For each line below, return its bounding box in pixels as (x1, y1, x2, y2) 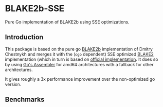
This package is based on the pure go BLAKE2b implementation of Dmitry (5, 46, 153, 52)
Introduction (5, 33, 44, 41)
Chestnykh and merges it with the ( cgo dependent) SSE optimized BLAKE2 (5, 51, 154, 57)
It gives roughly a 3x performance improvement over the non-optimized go (5, 76, 155, 82)
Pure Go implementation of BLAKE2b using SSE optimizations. (5, 19, 130, 25)
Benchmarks (5, 95, 45, 104)
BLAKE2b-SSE (5, 3, 65, 14)
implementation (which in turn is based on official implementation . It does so (5, 56, 158, 62)
